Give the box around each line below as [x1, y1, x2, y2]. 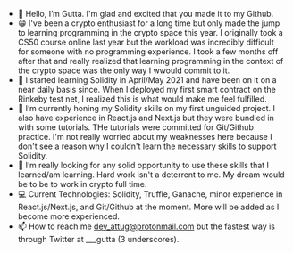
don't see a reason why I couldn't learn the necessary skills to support [17, 141, 277, 151]
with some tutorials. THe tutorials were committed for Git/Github [17, 122, 255, 133]
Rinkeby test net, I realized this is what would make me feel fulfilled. [17, 94, 268, 104]
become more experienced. [17, 211, 121, 222]
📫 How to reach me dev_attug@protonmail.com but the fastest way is [17, 221, 275, 232]
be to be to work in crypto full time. [17, 179, 147, 189]
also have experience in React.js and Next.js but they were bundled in [17, 112, 274, 123]
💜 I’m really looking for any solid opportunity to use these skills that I [17, 160, 270, 170]
